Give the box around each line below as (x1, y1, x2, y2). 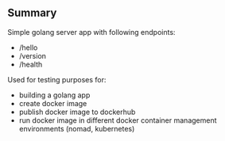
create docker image (18, 98, 87, 108)
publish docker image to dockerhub (18, 107, 136, 116)
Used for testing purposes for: (7, 74, 107, 84)
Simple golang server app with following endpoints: (7, 27, 176, 36)
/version (18, 51, 47, 60)
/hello (18, 43, 38, 52)
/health (18, 59, 43, 69)
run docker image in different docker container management (18, 115, 217, 125)
